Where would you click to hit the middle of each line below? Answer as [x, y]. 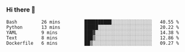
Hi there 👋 [21, 10]
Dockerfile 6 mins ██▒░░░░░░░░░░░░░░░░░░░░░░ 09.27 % [93, 44]
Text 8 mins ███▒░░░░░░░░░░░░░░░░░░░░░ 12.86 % [93, 38]
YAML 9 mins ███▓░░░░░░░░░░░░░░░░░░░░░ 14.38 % [93, 33]
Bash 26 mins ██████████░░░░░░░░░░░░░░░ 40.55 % [93, 22]
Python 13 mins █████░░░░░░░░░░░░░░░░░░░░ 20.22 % [93, 28]
